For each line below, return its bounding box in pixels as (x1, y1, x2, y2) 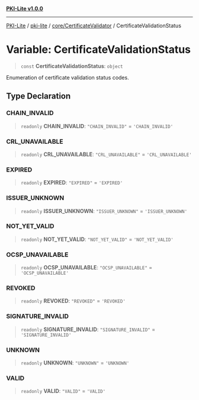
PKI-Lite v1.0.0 (6, 5, 43, 12)
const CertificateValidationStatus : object (20, 62, 123, 69)
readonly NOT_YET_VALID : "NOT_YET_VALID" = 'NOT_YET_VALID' (20, 236, 174, 243)
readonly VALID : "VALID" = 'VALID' (20, 388, 106, 395)
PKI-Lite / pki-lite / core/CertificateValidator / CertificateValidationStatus (6, 22, 182, 29)
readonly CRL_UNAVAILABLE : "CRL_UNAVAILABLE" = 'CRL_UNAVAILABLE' (20, 151, 192, 158)
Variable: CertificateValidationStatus (6, 43, 191, 56)
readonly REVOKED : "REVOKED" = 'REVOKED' (20, 297, 126, 304)
